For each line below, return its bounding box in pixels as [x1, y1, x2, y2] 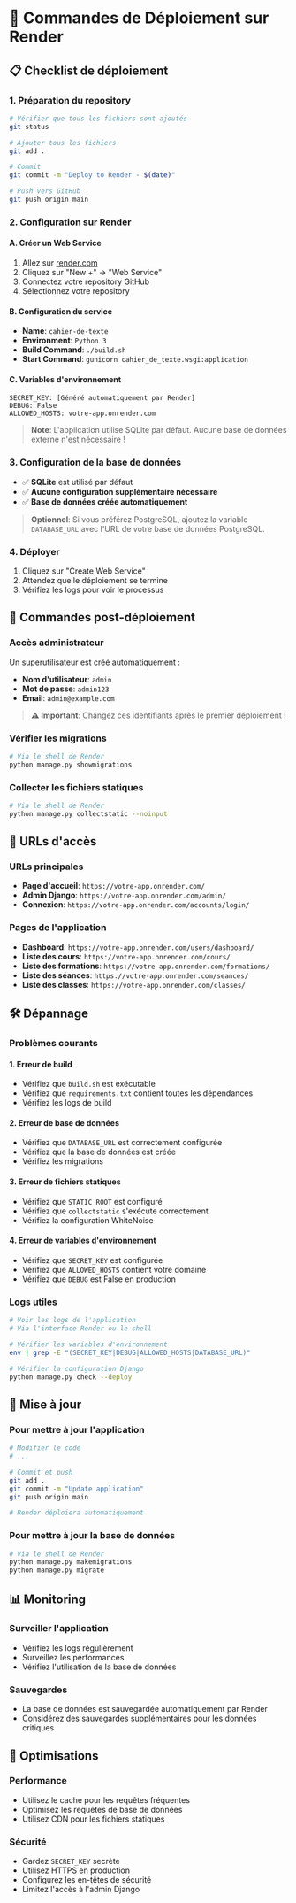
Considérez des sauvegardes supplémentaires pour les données [21, 1713, 257, 1724]
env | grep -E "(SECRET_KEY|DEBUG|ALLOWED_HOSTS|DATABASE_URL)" [9, 1348, 251, 1357]
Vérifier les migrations [9, 732, 108, 744]
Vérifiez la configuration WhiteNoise [21, 1214, 154, 1225]
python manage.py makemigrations [9, 1558, 133, 1567]
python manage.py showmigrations [9, 760, 133, 769]
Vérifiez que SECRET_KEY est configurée [21, 1254, 163, 1265]
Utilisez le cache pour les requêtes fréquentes [21, 1794, 190, 1805]
